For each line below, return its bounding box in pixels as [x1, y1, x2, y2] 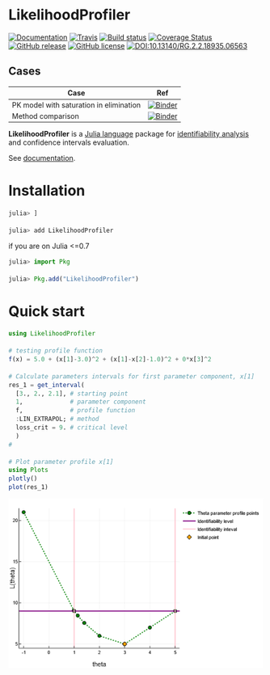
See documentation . [8, 154, 76, 163]
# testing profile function [8, 347, 103, 355]
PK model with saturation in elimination [11, 99, 141, 110]
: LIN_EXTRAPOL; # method [15, 415, 99, 424]
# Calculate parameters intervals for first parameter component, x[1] [8, 372, 255, 381]
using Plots [8, 466, 49, 475]
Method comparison [11, 111, 79, 120]
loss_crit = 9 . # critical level [15, 424, 129, 432]
